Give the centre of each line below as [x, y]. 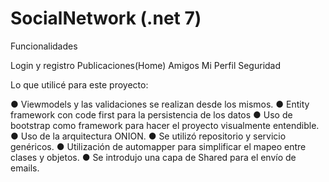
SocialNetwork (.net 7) [106, 18]
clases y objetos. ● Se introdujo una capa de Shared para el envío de [153, 157]
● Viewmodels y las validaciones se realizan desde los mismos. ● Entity [160, 104]
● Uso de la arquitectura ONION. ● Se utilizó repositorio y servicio [148, 136]
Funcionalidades [44, 46]
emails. [25, 168]
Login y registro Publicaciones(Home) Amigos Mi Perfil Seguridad [146, 65]
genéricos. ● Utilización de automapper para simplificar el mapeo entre [158, 146]
